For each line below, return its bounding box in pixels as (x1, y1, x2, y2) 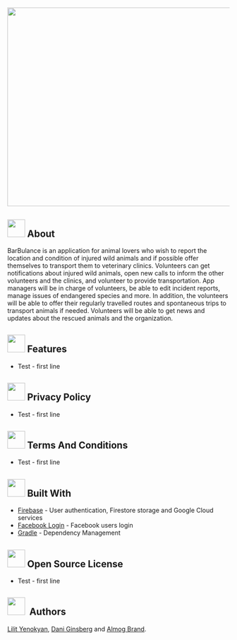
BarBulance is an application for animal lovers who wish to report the (7, 247, 207, 254)
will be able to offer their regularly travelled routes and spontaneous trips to (7, 299, 227, 307)
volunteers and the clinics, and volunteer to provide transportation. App (7, 276, 215, 285)
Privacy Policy (27, 391, 92, 403)
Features (27, 343, 67, 355)
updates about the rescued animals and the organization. (7, 314, 174, 322)
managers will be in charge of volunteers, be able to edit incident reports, (7, 284, 221, 292)
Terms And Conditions (27, 439, 128, 451)
